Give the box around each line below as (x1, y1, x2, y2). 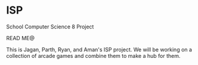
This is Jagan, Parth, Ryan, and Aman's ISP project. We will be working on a (6, 45, 193, 53)
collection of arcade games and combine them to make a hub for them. (6, 52, 181, 59)
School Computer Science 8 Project (6, 23, 94, 30)
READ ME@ (6, 34, 35, 41)
